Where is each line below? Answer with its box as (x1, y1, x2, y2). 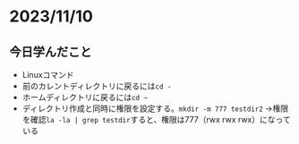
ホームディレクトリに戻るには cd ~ (21, 92, 149, 102)
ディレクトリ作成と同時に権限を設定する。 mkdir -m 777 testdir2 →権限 (21, 103, 289, 114)
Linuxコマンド (21, 70, 74, 80)
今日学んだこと (9, 44, 92, 59)
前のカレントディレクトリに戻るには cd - (21, 80, 172, 91)
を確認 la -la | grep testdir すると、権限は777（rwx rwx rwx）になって (21, 114, 291, 124)
